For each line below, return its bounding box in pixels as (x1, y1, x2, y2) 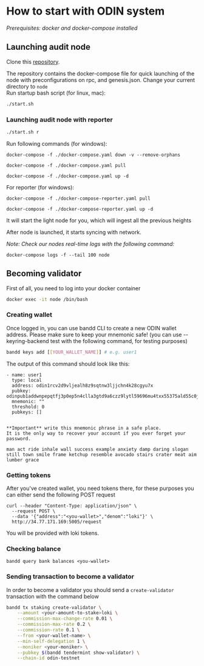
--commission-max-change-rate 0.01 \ (17, 616, 113, 622)
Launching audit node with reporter (6, 115, 114, 124)
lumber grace (6, 457, 39, 463)
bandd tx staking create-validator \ (6, 604, 102, 611)
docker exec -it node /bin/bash (6, 296, 88, 302)
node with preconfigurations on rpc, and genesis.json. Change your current (6, 76, 195, 83)
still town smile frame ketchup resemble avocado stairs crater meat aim (6, 451, 197, 458)
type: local (12, 377, 42, 383)
